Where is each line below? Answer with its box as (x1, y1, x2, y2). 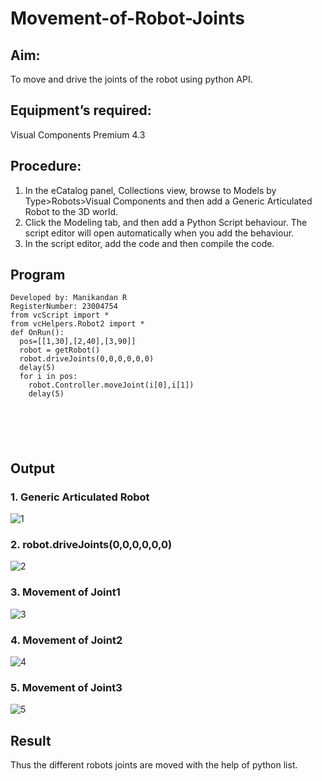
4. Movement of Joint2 (10, 633, 123, 647)
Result (10, 732, 52, 749)
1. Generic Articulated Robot (10, 490, 150, 504)
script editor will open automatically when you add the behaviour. (24, 227, 295, 239)
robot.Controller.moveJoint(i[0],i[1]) (28, 380, 195, 391)
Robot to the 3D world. (24, 205, 118, 217)
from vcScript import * (10, 310, 110, 321)
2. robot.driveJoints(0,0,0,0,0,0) (10, 538, 173, 552)
